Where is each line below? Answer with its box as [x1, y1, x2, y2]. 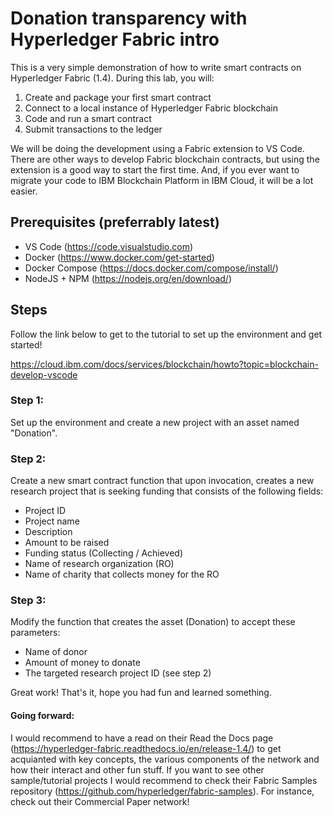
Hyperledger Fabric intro [10, 28, 220, 51]
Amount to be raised [24, 537, 110, 549]
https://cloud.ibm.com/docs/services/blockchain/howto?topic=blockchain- [10, 358, 319, 370]
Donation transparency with [10, 7, 248, 30]
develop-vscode [10, 368, 78, 381]
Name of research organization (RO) [24, 558, 175, 570]
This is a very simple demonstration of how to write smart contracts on [10, 61, 302, 73]
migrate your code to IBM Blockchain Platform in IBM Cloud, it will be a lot [10, 174, 314, 186]
